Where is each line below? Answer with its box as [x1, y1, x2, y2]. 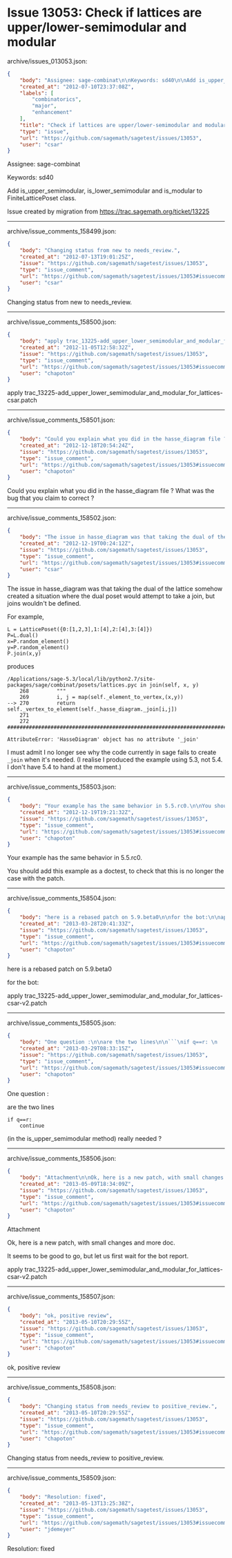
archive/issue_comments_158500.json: [7, 318, 117, 326]
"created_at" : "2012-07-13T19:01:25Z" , [19, 253, 135, 260]
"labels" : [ [19, 90, 54, 97]
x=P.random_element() [7, 638, 70, 645]
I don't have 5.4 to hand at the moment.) [7, 763, 122, 771]
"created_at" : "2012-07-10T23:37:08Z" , [19, 83, 135, 90]
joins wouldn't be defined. [7, 599, 81, 608]
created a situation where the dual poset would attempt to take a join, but [7, 592, 215, 600]
